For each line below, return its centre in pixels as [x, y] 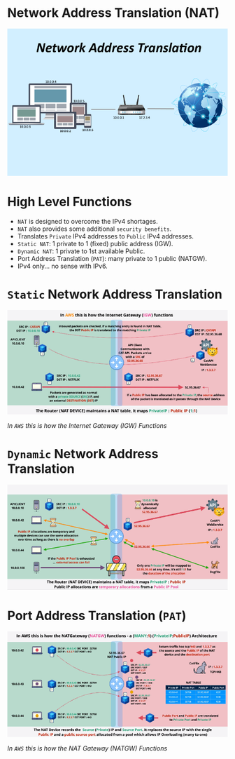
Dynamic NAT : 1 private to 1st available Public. [81, 251]
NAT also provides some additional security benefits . [94, 229]
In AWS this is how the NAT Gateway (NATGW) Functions [87, 748]
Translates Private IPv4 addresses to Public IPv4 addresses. [105, 236]
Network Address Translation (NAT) [114, 13]
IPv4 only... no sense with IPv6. [63, 266]
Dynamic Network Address [83, 454]
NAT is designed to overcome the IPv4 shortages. [88, 221]
